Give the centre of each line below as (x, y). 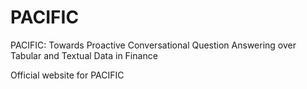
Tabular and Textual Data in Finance (84, 55)
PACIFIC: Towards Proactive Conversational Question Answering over (153, 45)
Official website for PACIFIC (67, 75)
